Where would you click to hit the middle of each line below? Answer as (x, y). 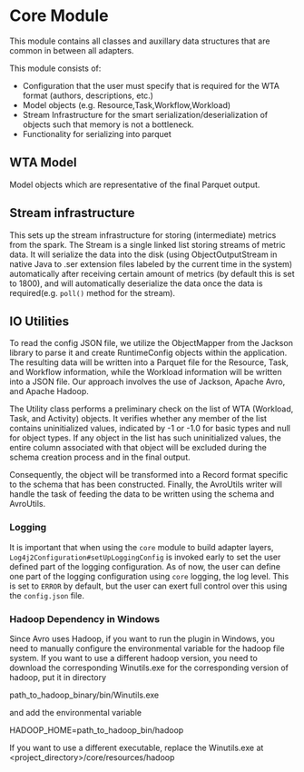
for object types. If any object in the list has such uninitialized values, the (145, 438)
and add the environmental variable (76, 712)
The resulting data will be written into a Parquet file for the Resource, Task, (149, 362)
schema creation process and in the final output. (100, 457)
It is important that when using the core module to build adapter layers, (142, 547)
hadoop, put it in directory (58, 677)
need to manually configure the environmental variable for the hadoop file (147, 648)
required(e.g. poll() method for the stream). (92, 292)
